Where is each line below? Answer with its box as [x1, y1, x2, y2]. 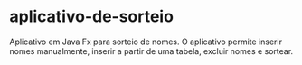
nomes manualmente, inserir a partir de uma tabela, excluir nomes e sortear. [9, 45, 294, 56]
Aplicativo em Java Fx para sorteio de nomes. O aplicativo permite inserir [9, 36, 283, 47]
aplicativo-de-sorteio [9, 6, 175, 27]
